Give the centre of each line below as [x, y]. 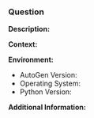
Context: [23, 44]
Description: [29, 29]
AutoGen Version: [48, 75]
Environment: [31, 60]
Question [26, 12]
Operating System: [50, 84]
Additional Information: [47, 107]
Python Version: [46, 92]
